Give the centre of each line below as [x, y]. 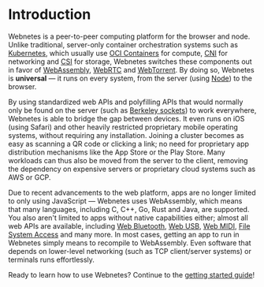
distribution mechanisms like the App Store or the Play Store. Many [117, 152]
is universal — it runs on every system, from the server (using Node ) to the [130, 78]
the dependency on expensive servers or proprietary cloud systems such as [132, 169]
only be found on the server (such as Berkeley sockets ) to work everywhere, [132, 110]
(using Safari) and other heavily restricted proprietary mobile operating [123, 127]
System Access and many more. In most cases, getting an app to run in [124, 234]
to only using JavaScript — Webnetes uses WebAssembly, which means [125, 201]
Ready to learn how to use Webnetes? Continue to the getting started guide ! [132, 274]
